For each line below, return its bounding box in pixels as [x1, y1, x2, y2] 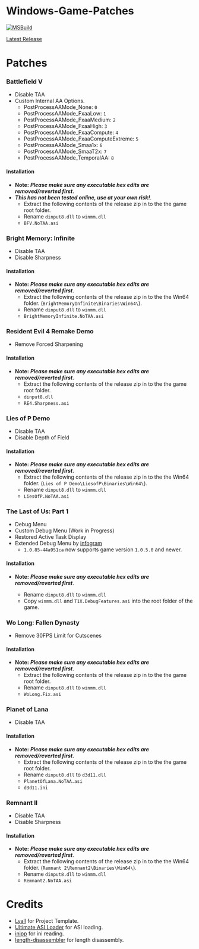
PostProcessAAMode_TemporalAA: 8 [23, 154, 114, 161]
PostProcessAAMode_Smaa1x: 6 [23, 142, 103, 149]
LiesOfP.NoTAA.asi [23, 494, 70, 500]
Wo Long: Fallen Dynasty [6, 618, 80, 626]
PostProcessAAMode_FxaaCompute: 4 [23, 129, 119, 136]
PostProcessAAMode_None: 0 [23, 104, 97, 111]
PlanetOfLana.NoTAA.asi [23, 778, 83, 784]
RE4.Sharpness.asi [23, 400, 70, 406]
